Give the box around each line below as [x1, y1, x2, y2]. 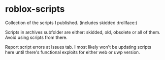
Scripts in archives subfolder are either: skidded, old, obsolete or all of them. [5, 29, 161, 35]
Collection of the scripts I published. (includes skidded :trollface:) [5, 20, 138, 26]
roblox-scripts [5, 3, 65, 15]
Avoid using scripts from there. [5, 34, 68, 40]
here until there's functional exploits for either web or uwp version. [5, 49, 140, 55]
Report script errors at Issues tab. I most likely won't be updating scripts [5, 44, 152, 50]
